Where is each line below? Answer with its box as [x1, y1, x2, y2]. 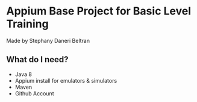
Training [6, 17, 49, 31]
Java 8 [14, 71, 32, 78]
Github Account [14, 89, 54, 97]
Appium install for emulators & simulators [14, 77, 117, 84]
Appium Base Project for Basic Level [6, 4, 192, 18]
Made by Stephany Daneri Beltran [6, 37, 90, 44]
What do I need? [6, 54, 69, 65]
